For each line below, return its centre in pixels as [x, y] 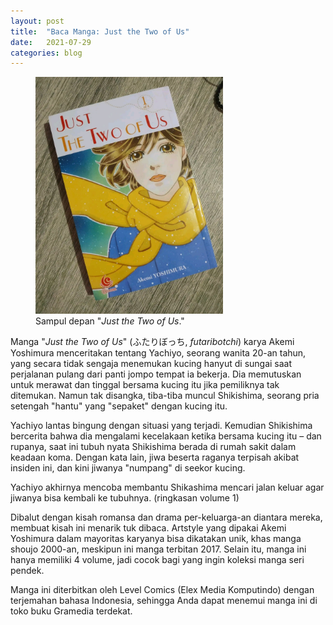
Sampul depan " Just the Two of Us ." [110, 321]
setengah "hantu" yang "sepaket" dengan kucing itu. [119, 406]
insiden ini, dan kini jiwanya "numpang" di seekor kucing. [128, 467]
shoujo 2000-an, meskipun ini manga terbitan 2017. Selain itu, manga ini [158, 549]
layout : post [37, 21]
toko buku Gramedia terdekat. [71, 611]
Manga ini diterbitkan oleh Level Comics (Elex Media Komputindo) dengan [162, 589]
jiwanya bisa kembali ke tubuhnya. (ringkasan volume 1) [125, 497]
